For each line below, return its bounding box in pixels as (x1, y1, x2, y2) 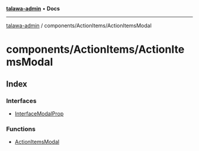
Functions (6, 124, 36, 133)
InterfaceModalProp (14, 110, 64, 117)
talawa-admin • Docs (6, 5, 60, 12)
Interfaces (6, 97, 37, 105)
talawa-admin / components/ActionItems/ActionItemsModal (6, 22, 152, 29)
